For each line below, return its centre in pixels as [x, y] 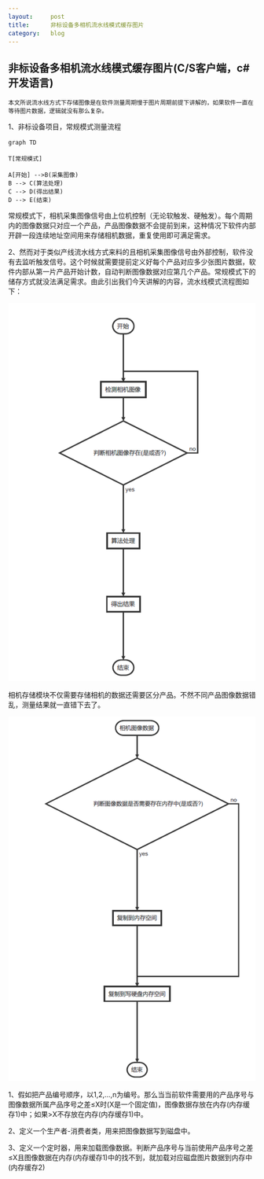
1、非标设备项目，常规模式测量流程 [65, 127]
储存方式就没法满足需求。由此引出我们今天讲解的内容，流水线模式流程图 [125, 282]
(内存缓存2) [27, 1167]
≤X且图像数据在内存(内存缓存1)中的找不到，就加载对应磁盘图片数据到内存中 [130, 1158]
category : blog [37, 33]
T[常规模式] [26, 159]
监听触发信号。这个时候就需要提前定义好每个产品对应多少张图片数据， [135, 262]
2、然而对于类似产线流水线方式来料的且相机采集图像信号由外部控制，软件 [127, 252]
